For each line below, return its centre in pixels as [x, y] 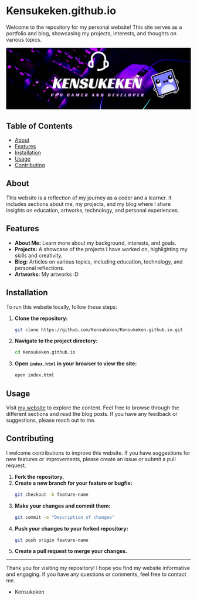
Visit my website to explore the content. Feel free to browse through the [93, 408]
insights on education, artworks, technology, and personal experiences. [93, 210]
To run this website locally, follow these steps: [62, 306]
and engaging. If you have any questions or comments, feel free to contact [96, 574]
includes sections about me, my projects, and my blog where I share [89, 204]
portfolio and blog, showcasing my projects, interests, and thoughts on [91, 33]
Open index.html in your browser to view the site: [76, 364]
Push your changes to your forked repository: [71, 528]
